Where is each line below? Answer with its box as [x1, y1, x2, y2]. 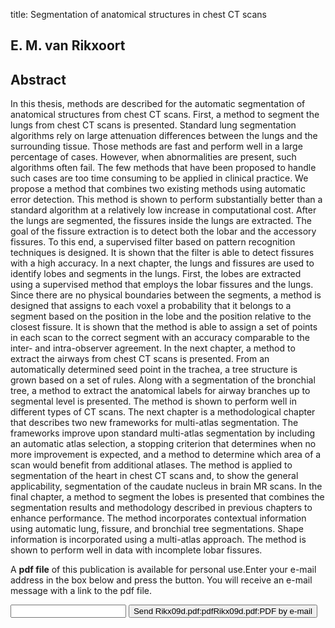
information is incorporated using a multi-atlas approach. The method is [10, 534, 307, 546]
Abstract [10, 71, 67, 88]
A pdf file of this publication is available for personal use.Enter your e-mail [10, 564, 317, 576]
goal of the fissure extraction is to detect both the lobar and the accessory [10, 225, 317, 238]
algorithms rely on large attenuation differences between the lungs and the [10, 130, 318, 142]
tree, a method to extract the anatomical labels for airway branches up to [10, 385, 311, 397]
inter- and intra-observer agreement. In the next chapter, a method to [10, 342, 296, 354]
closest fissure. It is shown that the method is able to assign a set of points [10, 321, 318, 333]
